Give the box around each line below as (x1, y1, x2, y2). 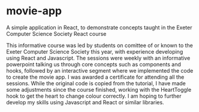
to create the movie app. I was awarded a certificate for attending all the (6, 73, 185, 80)
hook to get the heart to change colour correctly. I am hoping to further (6, 92, 182, 99)
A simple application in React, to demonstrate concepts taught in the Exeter (6, 24, 192, 31)
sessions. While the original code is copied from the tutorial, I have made (6, 79, 186, 87)
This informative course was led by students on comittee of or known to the (6, 42, 194, 49)
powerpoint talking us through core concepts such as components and (6, 61, 182, 68)
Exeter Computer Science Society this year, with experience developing (6, 48, 183, 55)
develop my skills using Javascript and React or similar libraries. (6, 98, 164, 105)
